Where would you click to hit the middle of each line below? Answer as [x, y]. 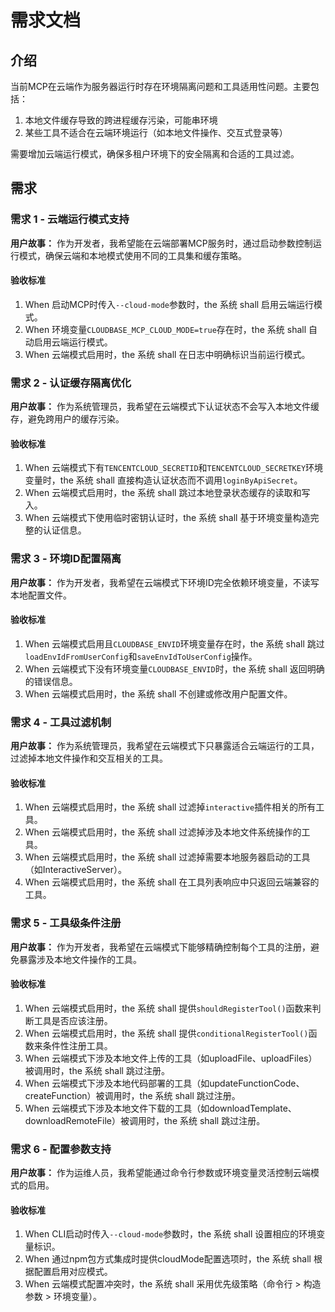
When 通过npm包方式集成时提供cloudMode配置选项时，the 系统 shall [168, 1259]
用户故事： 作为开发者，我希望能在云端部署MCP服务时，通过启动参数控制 [161, 243]
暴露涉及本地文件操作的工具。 [80, 959]
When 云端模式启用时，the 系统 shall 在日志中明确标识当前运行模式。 [167, 354]
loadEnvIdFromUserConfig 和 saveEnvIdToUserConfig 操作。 [141, 656]
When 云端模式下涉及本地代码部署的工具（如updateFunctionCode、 [164, 1083]
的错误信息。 [51, 681]
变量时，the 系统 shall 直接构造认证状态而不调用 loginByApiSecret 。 [163, 480]
